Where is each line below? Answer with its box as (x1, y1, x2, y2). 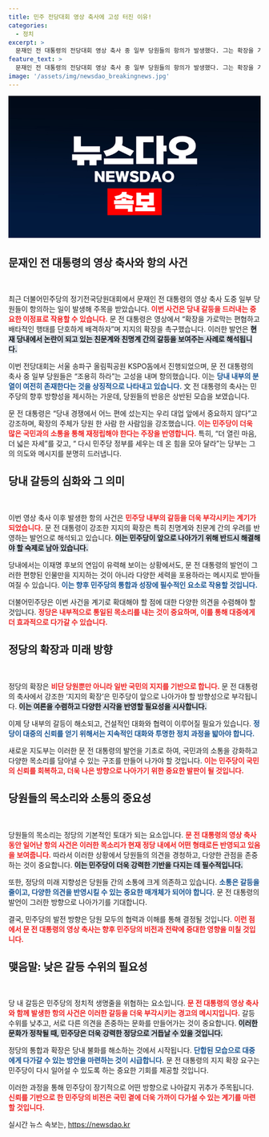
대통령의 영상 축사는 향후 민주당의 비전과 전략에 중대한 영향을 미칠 (38, 924, 242, 934)
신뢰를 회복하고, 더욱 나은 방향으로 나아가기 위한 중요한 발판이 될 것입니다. (16, 765, 244, 775)
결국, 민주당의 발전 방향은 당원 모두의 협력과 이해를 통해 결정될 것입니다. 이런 (8, 914, 247, 923)
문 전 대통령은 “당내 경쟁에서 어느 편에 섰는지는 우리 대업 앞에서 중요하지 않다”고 (8, 409, 258, 418)
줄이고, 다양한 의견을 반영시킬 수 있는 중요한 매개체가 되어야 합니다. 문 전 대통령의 (8, 887, 260, 897)
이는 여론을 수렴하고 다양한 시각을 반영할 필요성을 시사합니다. (18, 701, 207, 711)
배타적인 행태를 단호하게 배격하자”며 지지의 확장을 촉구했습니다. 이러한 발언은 (8, 324, 249, 334)
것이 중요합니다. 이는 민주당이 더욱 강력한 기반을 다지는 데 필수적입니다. (22, 860, 243, 870)
